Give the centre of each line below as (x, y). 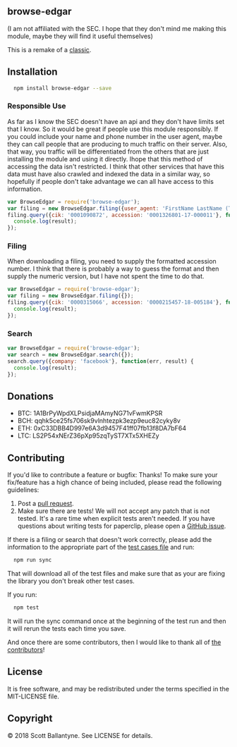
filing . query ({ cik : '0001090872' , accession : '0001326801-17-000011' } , (115, 215)
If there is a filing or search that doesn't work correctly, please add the (110, 540)
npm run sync (33, 560)
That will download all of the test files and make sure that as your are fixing (116, 574)
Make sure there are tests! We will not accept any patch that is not (114, 511)
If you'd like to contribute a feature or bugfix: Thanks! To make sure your (113, 475)
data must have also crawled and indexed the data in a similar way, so (109, 174)
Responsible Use (37, 106)
